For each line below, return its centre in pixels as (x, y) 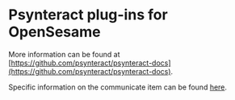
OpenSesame (55, 32)
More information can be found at (64, 54)
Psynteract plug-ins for (88, 15)
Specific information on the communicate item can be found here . (118, 87)
